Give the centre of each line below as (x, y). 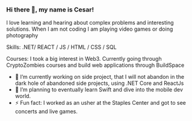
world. (23, 96)
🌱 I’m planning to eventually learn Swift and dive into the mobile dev (99, 90)
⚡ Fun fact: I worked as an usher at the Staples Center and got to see (101, 103)
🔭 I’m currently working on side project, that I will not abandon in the (100, 77)
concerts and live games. (46, 111)
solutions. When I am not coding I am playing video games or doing (90, 29)
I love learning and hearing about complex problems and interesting (90, 23)
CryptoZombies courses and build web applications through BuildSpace (95, 65)
